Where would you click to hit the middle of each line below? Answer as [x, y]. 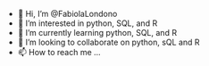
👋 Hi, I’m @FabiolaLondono [67, 14]
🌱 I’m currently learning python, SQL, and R [97, 33]
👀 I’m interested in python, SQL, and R [88, 23]
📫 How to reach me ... [59, 52]
